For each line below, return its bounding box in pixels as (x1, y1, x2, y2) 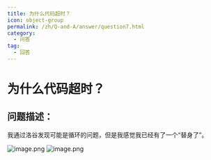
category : (7, 29, 36, 37)
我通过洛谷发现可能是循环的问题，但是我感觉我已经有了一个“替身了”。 (7, 130, 208, 139)
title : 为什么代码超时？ (7, 10, 71, 17)
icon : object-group (7, 17, 64, 24)
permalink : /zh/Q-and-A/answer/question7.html (7, 23, 145, 30)
